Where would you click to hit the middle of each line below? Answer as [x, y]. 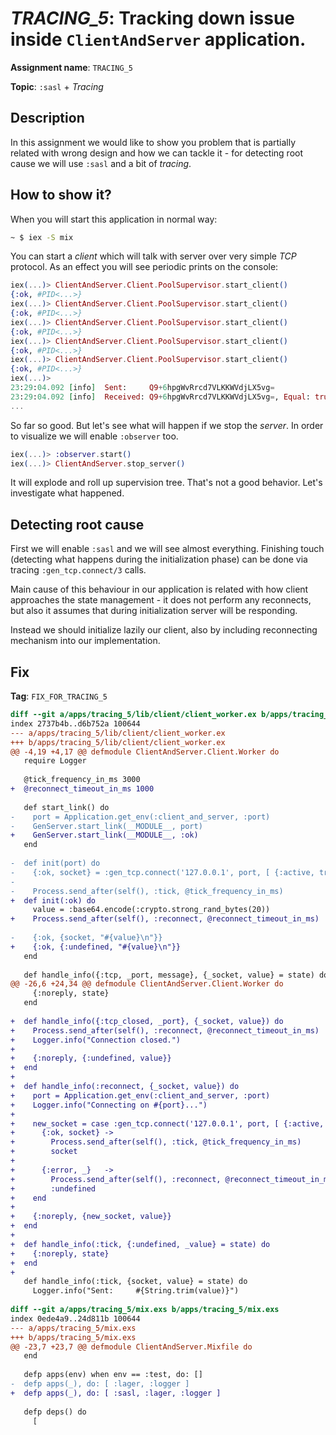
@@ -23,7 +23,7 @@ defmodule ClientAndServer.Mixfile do [131, 1347]
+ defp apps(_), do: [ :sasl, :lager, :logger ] [116, 1393]
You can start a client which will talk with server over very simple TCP [153, 256]
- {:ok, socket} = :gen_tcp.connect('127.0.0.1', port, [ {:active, [162, 872]
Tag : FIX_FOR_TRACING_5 [59, 696]
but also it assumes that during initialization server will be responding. [154, 611]
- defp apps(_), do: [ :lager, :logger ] [100, 1384]
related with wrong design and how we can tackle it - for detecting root [157, 153]
